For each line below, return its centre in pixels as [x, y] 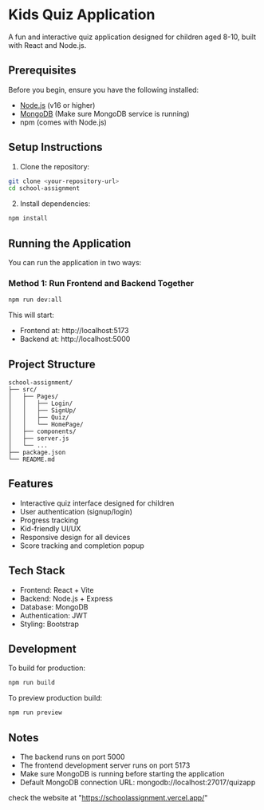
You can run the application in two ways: [75, 262]
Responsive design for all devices [75, 537]
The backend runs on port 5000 [72, 756]
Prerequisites [42, 71]
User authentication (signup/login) [76, 511]
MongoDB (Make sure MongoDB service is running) [104, 113]
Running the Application [70, 243]
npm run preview [35, 713]
